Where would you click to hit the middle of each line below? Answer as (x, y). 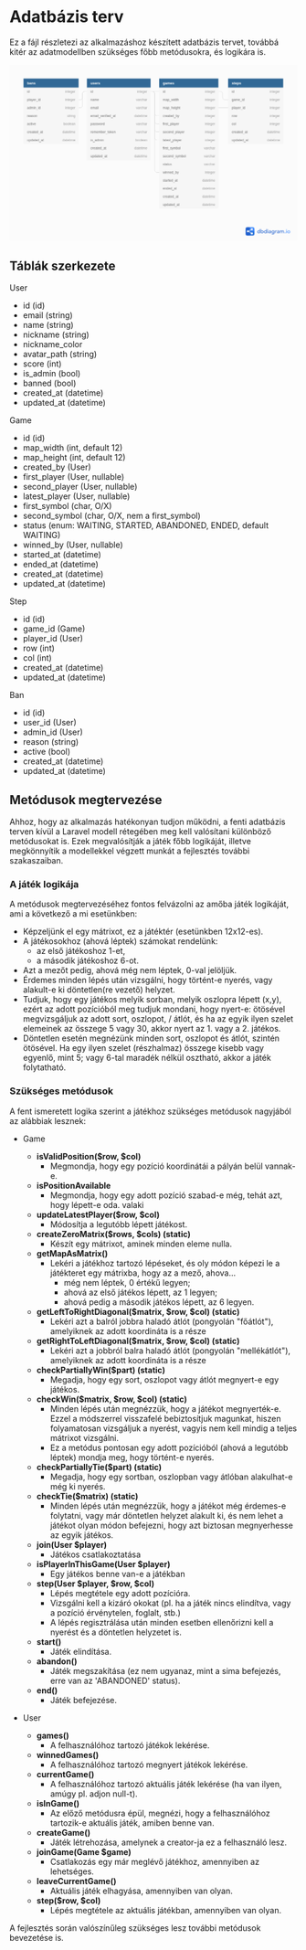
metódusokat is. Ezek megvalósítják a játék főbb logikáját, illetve (130, 842)
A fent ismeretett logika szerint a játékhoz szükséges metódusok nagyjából (151, 1111)
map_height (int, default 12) (74, 458)
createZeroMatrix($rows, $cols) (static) (114, 1234)
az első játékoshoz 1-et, (81, 951)
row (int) (38, 648)
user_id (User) (50, 723)
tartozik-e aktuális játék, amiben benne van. (132, 1823)
